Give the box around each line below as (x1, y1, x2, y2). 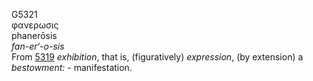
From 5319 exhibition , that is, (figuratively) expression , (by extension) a (11, 51, 304, 63)
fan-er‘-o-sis (11, 40, 65, 52)
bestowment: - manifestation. (11, 62, 133, 73)
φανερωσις (11, 19, 59, 31)
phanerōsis (11, 30, 58, 41)
